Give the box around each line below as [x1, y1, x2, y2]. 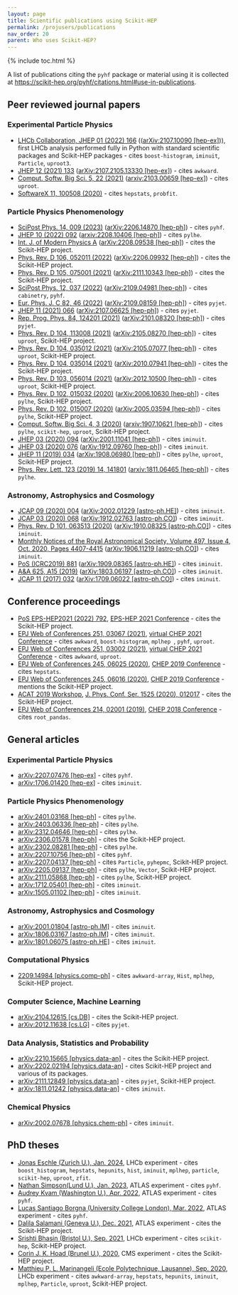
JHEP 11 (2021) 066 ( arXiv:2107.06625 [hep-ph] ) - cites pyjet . [17, 306, 199, 315]
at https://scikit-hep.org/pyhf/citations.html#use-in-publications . [7, 78, 197, 86]
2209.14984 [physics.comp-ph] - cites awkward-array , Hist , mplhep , [17, 971, 215, 979]
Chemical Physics [7, 1102, 71, 1112]
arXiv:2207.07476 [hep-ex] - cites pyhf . [17, 771, 133, 779]
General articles [7, 733, 80, 745]
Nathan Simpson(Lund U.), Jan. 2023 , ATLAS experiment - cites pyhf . [17, 1180, 222, 1190]
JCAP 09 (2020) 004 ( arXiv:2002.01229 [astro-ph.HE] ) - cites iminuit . [17, 506, 225, 515]
